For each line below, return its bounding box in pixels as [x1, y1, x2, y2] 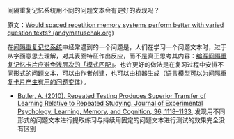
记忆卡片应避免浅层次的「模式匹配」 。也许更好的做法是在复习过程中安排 [13, 60, 218, 68]
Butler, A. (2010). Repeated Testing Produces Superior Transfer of [17, 92, 207, 99]
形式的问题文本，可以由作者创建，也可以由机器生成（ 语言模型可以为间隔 [13, 69, 221, 77]
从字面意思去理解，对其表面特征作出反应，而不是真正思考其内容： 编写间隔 [7, 51, 221, 60]
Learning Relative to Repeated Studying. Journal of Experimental [17, 99, 203, 107]
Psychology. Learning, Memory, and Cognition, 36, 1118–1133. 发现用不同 [17, 107, 226, 115]
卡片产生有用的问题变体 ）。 [13, 78, 90, 85]
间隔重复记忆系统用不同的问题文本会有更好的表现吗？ [7, 6, 160, 14]
